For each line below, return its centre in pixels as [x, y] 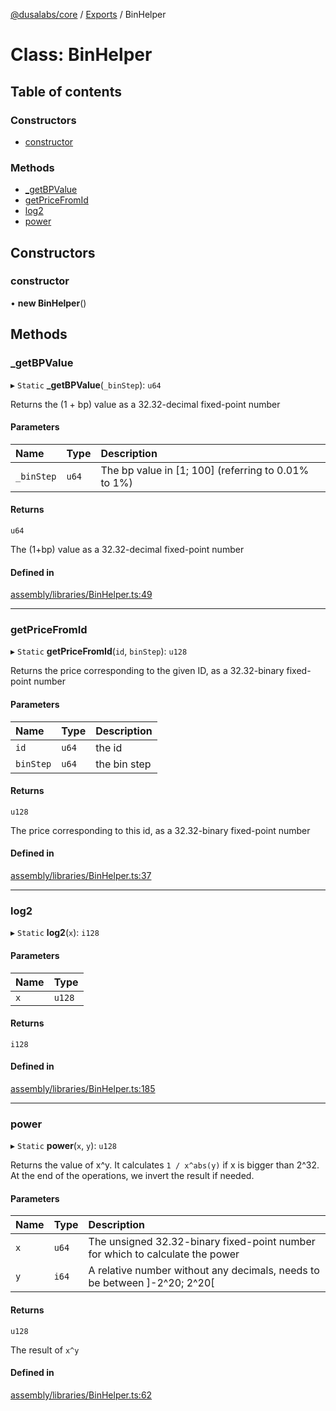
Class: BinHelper [81, 55]
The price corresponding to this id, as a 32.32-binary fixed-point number [160, 830]
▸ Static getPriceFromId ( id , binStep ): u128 [99, 651]
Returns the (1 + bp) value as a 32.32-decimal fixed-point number [145, 404]
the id [109, 747]
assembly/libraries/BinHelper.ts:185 [83, 1088]
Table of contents [66, 91]
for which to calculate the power [164, 1254]
